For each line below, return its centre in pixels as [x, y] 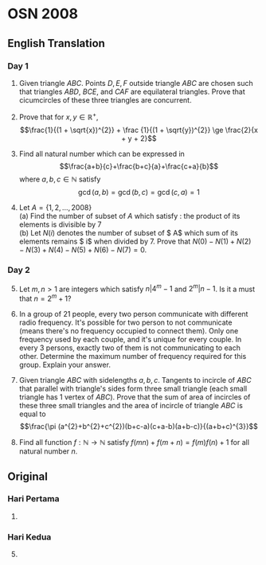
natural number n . [48, 451]
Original [28, 476]
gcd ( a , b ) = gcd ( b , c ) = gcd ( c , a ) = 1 [139, 192]
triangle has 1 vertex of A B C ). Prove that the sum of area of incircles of [135, 397]
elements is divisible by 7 [60, 224]
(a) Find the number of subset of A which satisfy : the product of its [129, 216]
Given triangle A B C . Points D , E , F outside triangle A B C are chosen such [136, 83]
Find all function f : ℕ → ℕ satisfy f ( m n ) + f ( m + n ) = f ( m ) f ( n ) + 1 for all [134, 442]
